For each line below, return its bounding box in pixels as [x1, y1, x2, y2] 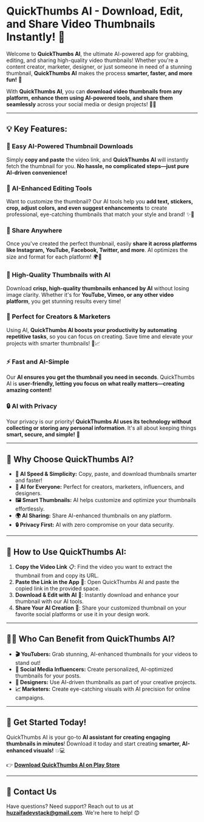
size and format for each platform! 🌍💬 [6, 253, 102, 260]
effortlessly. [15, 505, 45, 512]
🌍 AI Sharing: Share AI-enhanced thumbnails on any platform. [15, 512, 172, 520]
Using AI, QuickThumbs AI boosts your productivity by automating [6, 326, 177, 333]
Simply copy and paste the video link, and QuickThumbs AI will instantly [6, 156, 189, 163]
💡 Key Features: [6, 124, 68, 134]
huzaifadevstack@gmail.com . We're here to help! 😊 [6, 809, 140, 817]
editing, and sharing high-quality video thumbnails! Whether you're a [6, 56, 178, 64]
